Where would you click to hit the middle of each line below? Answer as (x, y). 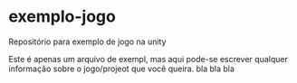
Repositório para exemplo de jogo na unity (87, 41)
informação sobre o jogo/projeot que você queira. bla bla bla (121, 69)
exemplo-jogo (62, 17)
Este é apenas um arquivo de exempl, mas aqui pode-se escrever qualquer (148, 59)
